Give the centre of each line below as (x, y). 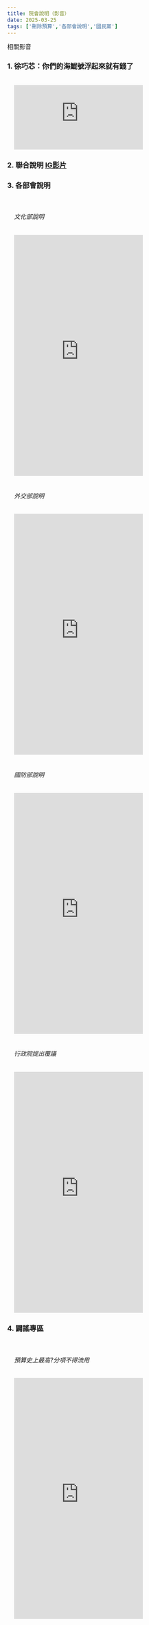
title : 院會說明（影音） (38, 13)
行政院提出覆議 (35, 1053)
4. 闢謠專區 (25, 1328)
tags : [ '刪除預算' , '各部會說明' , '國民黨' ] (62, 26)
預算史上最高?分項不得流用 (52, 1360)
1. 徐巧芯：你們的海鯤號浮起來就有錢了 (70, 66)
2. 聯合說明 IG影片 (37, 165)
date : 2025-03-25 (32, 20)
